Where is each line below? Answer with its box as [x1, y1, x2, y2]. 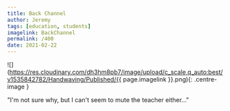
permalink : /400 [7, 36, 54, 42]
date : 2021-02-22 [7, 42, 57, 49]
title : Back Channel [7, 10, 67, 17]
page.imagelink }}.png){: [123, 75, 193, 83]
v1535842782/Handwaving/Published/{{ [7, 75, 122, 83]
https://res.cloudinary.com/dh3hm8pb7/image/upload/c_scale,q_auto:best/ [9, 68, 223, 76]
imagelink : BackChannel [7, 29, 76, 36]
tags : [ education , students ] [7, 23, 91, 29]
